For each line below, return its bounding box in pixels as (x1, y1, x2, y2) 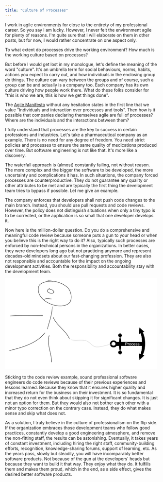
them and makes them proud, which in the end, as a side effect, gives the (5, 466, 152, 472)
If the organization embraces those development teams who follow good (5, 425, 150, 430)
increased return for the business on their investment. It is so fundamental (5, 389, 153, 396)
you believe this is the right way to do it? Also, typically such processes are (5, 237, 155, 243)
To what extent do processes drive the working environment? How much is (5, 47, 155, 52)
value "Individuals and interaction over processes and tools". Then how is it (5, 107, 155, 113)
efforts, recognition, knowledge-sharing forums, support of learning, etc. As (5, 445, 157, 451)
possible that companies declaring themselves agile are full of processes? (5, 112, 153, 118)
